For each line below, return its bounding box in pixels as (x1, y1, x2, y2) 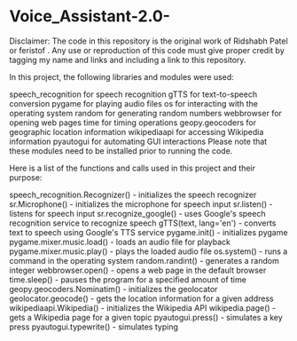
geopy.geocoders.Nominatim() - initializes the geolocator (9, 283, 218, 294)
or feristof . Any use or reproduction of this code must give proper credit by (9, 44, 285, 55)
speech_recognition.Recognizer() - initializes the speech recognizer (9, 189, 257, 200)
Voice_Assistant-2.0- (9, 6, 171, 27)
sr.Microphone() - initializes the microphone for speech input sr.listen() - (9, 198, 273, 210)
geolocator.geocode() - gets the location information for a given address (9, 293, 274, 304)
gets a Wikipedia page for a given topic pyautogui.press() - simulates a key (9, 312, 284, 322)
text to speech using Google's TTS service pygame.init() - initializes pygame (9, 226, 288, 237)
